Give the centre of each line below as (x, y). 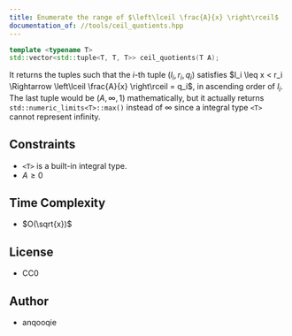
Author (29, 301)
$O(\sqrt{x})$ (47, 224)
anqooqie (39, 323)
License (31, 252)
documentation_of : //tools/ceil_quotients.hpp (96, 26)
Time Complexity (58, 203)
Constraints (42, 145)
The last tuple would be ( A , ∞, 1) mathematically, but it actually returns (137, 97)
